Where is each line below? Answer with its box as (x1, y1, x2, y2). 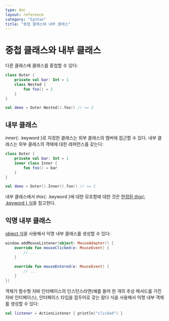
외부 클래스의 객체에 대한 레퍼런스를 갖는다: (18, 141, 104, 147)
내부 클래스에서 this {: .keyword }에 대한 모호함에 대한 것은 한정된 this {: (5, 194, 145, 200)
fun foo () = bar (23, 165, 58, 170)
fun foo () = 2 (23, 86, 53, 91)
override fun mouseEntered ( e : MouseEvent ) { (14, 264, 109, 269)
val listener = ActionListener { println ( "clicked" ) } (5, 310, 123, 316)
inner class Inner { (14, 160, 58, 166)
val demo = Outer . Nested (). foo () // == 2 (5, 105, 94, 110)
